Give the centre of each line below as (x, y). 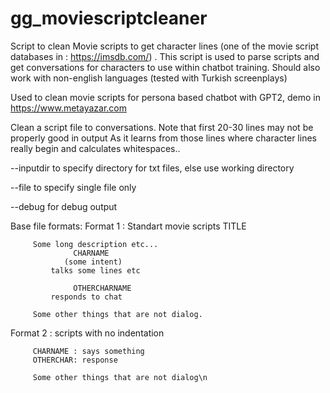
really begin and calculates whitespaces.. (95, 148)
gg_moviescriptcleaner (109, 18)
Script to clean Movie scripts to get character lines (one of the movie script (164, 46)
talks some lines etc (95, 270)
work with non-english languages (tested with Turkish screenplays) (149, 78)
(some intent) (93, 262)
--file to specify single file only (73, 187)
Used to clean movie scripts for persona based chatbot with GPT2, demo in (165, 97)
